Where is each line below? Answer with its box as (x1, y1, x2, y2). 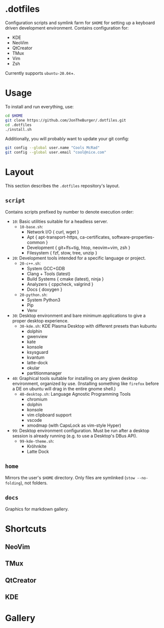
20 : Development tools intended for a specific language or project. (12, 255, 146, 261)
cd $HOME (5, 113, 23, 118)
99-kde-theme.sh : (19, 438, 55, 444)
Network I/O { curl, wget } (27, 229, 80, 235)
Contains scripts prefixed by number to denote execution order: (5, 209, 134, 215)
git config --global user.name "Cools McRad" (5, 145, 100, 151)
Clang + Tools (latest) (27, 271, 71, 277)
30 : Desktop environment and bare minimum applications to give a (12, 313, 146, 318)
